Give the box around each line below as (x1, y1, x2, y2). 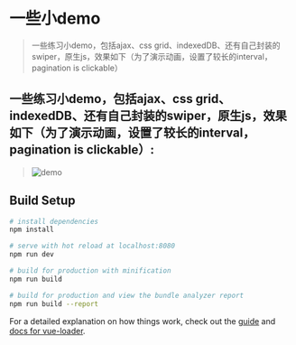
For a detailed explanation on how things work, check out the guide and (9, 315, 276, 326)
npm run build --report (9, 299, 99, 308)
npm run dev (9, 250, 54, 259)
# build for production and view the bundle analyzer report (9, 291, 245, 300)
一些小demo (9, 8, 101, 29)
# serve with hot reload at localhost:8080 (9, 241, 176, 251)
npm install (9, 225, 54, 235)
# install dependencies (9, 217, 99, 226)
